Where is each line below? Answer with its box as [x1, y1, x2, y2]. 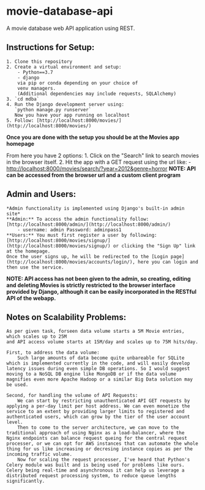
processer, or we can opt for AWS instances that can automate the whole [6, 440, 199, 447]
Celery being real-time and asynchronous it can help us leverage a [6, 467, 185, 473]
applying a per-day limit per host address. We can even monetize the [6, 403, 190, 409]
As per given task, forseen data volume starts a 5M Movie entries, [6, 329, 185, 335]
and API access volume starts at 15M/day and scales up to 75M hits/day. [6, 339, 199, 345]
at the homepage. [6, 248, 51, 254]
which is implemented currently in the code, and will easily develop [6, 360, 190, 366]
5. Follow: [6, 117, 34, 124]
